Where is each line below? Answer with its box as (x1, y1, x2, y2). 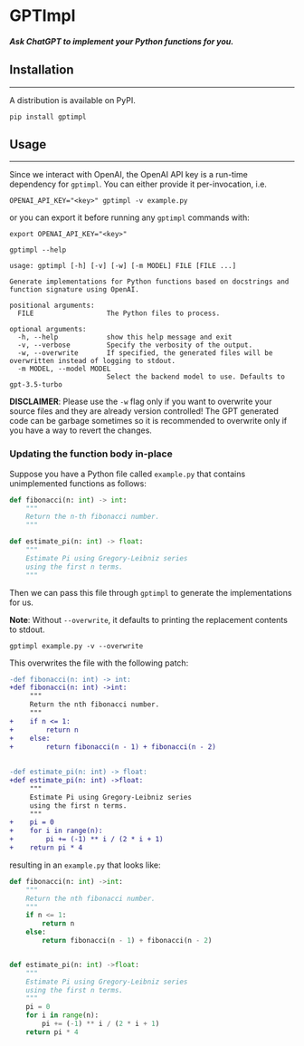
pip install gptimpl (9, 112, 88, 121)
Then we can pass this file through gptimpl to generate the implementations (9, 587, 292, 598)
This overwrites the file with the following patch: (9, 657, 189, 668)
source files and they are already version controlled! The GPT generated (9, 406, 279, 417)
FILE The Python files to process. (17, 309, 221, 318)
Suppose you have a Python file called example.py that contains (9, 468, 246, 479)
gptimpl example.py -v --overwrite (9, 641, 144, 650)
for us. (9, 597, 34, 608)
